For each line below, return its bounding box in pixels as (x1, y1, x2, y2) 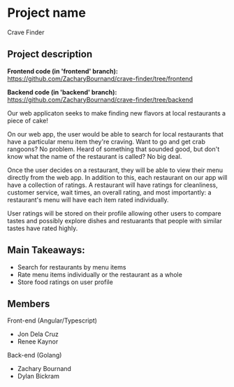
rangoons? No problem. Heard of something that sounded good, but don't (7, 145, 220, 153)
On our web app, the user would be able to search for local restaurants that (7, 129, 224, 138)
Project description (7, 48, 93, 60)
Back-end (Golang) (7, 351, 62, 360)
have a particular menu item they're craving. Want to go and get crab (7, 137, 206, 146)
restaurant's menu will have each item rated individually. (7, 195, 169, 204)
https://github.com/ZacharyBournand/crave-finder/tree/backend (7, 95, 193, 104)
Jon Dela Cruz (17, 330, 59, 339)
